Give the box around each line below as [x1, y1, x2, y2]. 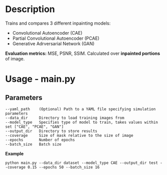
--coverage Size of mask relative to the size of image [5, 133, 134, 138]
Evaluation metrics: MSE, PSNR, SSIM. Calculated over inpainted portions [5, 50, 160, 56]
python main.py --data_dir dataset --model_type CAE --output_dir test [5, 160, 158, 165]
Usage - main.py [5, 73, 76, 85]
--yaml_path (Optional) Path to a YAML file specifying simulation [5, 107, 156, 112]
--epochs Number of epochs [5, 137, 75, 142]
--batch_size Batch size [5, 142, 62, 147]
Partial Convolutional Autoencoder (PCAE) [12, 35, 100, 41]
